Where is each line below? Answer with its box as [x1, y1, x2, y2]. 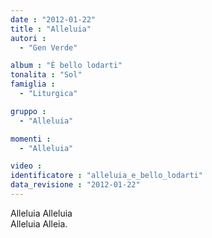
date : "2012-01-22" [10, 14, 97, 25]
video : [10, 161, 43, 171]
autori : [10, 33, 47, 43]
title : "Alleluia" [10, 24, 92, 34]
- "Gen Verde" [19, 42, 78, 53]
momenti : [10, 134, 52, 144]
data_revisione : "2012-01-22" [10, 180, 141, 190]
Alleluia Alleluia [10, 207, 73, 219]
